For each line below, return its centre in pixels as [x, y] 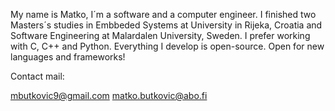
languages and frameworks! [68, 57]
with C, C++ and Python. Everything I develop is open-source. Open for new [167, 46]
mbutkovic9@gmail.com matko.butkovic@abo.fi [109, 95]
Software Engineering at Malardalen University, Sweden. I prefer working [160, 35]
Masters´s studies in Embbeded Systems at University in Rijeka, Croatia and [166, 25]
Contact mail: [37, 76]
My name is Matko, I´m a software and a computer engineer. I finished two [163, 14]
